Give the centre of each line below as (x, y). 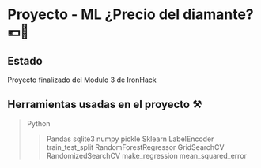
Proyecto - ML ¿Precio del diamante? (130, 15)
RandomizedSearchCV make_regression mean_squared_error (146, 155)
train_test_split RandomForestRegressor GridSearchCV (135, 147)
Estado (25, 61)
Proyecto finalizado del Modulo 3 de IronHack (82, 80)
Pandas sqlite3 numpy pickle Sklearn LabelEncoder (130, 139)
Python (38, 123)
